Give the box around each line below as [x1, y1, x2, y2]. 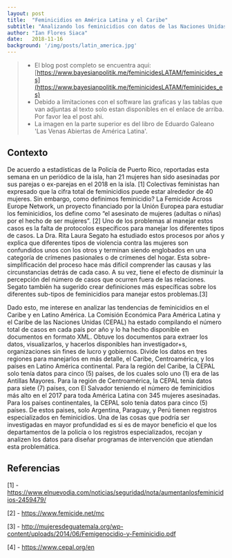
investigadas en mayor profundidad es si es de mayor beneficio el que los [7, 420, 217, 428]
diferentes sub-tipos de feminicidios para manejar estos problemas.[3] [7, 290, 209, 298]
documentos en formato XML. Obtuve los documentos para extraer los [7, 332, 209, 341]
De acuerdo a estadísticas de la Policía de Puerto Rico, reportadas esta [7, 165, 209, 173]
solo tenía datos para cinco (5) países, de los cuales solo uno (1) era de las [7, 369, 220, 377]
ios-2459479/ [7, 495, 47, 504]
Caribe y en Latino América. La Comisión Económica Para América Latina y [7, 310, 221, 319]
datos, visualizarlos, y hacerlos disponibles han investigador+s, [7, 339, 188, 348]
